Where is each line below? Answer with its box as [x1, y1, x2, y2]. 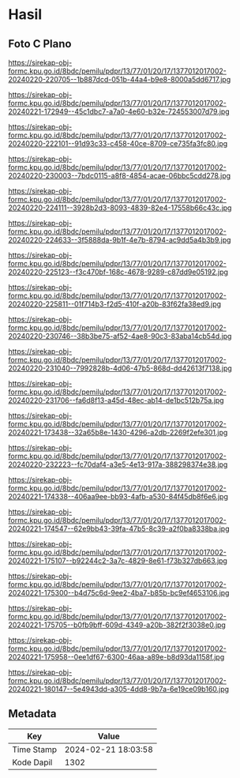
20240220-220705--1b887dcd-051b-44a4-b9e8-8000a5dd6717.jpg [8, 75, 231, 84]
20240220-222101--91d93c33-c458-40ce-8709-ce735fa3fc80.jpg [8, 139, 228, 148]
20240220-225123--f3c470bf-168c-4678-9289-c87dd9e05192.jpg [8, 267, 229, 276]
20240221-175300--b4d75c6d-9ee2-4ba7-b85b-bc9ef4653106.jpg [8, 588, 230, 597]
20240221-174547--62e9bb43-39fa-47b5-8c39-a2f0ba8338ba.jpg [8, 524, 231, 533]
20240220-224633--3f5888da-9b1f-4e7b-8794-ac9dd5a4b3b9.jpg [8, 235, 231, 244]
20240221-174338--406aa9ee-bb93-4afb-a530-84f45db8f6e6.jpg [8, 492, 229, 501]
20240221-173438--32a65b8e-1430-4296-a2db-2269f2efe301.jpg [8, 428, 228, 437]
